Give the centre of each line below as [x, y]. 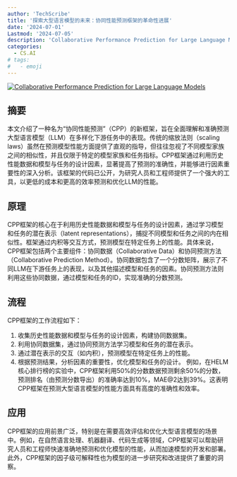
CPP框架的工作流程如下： [45, 320]
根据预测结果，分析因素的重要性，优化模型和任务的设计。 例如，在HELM [123, 362]
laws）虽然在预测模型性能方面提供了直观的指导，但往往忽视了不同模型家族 [116, 146]
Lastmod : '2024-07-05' [41, 34]
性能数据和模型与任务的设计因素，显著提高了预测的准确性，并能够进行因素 [115, 164]
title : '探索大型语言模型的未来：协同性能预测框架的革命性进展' [90, 20]
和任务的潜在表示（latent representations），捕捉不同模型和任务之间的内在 [115, 233]
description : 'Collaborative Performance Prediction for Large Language [116, 40]
